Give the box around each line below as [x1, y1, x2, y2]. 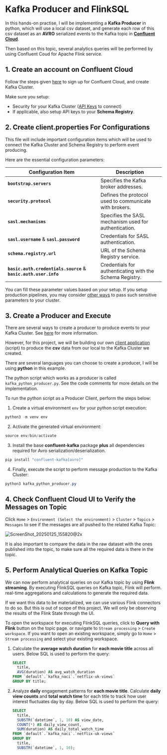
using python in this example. [5, 366, 66, 372]
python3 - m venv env [5, 414, 48, 420]
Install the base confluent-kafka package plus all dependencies [12, 442, 145, 448]
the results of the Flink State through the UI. [5, 610, 95, 616]
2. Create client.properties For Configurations [5, 123, 150, 132]
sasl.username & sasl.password [7, 236, 80, 243]
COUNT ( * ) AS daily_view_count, [17, 722, 82, 727]
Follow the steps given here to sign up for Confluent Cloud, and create [5, 78, 149, 84]
